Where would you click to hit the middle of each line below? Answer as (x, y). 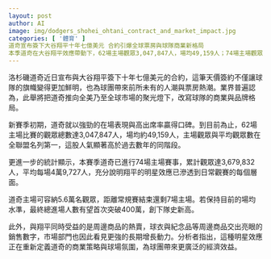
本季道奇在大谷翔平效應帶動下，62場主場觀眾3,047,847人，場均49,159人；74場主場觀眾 (136, 53)
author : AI (27, 23)
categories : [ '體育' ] (47, 38)
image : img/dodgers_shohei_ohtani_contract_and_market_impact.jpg (122, 31)
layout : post (30, 16)
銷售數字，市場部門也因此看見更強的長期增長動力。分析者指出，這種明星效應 (135, 236)
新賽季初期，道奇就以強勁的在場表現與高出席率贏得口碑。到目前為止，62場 (133, 125)
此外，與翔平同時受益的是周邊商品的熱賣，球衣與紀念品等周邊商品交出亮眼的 (135, 226)
